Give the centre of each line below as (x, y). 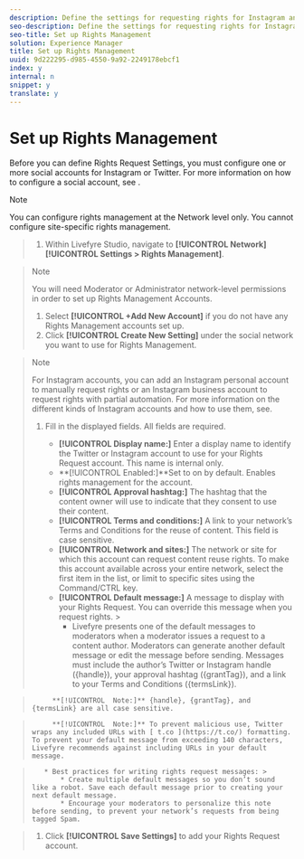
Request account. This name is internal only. (141, 463)
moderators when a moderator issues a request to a (169, 636)
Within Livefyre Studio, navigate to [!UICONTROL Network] (156, 244)
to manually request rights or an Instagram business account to (149, 390)
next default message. (74, 796)
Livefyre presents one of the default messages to (164, 627)
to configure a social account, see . (75, 183)
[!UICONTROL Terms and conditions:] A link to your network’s (175, 521)
